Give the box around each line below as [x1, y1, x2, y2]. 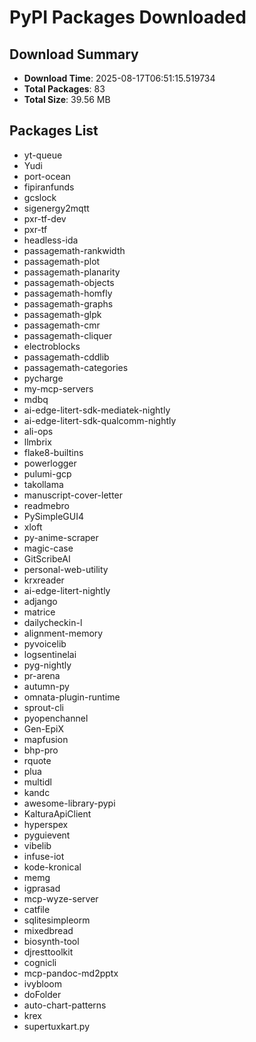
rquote [23, 754, 52, 766]
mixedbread [23, 924, 74, 936]
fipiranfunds [23, 181, 75, 193]
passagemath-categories [23, 361, 129, 373]
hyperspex [23, 818, 69, 830]
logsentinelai [23, 648, 77, 660]
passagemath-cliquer [23, 329, 113, 341]
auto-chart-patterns [23, 999, 107, 1011]
